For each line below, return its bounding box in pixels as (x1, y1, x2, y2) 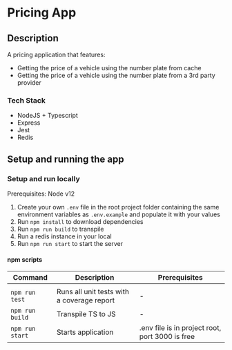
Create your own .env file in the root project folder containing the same (17, 203, 220, 211)
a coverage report (56, 296, 115, 305)
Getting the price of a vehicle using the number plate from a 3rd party (17, 71, 215, 79)
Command (12, 273, 48, 282)
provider (17, 79, 41, 87)
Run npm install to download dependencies (17, 217, 144, 225)
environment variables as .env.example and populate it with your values (17, 210, 221, 218)
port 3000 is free (139, 332, 195, 342)
